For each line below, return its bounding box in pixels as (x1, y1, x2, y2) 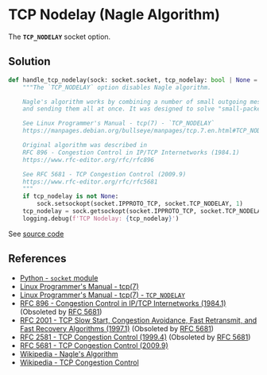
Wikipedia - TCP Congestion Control (19, 358, 139, 367)
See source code (8, 229, 64, 238)
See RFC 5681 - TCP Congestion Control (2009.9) (22, 170, 187, 178)
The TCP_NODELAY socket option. (8, 32, 111, 41)
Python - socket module (19, 273, 99, 283)
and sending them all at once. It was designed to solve (22, 105, 215, 113)
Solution (8, 55, 51, 68)
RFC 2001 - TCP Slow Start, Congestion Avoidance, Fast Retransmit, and (19, 315, 257, 325)
